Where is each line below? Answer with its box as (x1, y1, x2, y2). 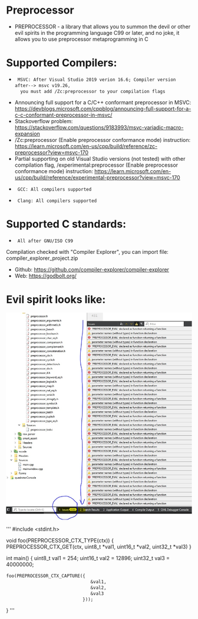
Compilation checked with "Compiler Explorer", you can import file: (6, 248, 169, 255)
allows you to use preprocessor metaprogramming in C (14, 35, 148, 42)
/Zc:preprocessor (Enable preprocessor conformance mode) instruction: (14, 136, 190, 143)
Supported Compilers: (6, 57, 117, 69)
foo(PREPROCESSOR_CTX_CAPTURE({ (6, 572, 85, 579)
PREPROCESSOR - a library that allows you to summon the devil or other (14, 23, 190, 30)
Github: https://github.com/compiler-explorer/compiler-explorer (14, 266, 170, 273)
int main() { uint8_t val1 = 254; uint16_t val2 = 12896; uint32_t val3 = (6, 554, 170, 561)
